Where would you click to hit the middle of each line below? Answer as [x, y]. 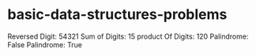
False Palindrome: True [45, 44]
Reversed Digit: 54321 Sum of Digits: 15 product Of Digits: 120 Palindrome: [128, 36]
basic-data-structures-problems [117, 15]
